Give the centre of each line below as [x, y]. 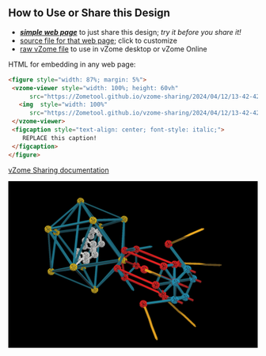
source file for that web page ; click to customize [99, 40]
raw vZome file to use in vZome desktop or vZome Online [113, 49]
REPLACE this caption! [60, 138]
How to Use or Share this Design [89, 13]
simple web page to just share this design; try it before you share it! [130, 32]
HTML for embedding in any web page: [72, 64]
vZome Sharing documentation [59, 170]
